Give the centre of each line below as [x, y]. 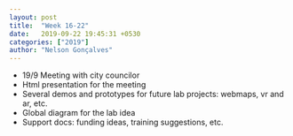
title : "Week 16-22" [49, 26]
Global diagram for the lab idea [79, 113]
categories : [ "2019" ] [49, 42]
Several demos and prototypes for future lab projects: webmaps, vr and [153, 94]
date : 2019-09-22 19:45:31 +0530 [75, 34]
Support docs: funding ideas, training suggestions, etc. [123, 122]
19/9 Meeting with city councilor [81, 75]
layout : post [33, 17]
